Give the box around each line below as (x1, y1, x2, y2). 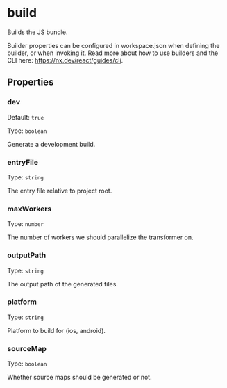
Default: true (7, 113, 44, 121)
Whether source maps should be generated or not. (7, 373, 152, 382)
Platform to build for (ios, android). (7, 326, 106, 334)
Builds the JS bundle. (7, 28, 68, 36)
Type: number (7, 220, 44, 228)
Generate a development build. (7, 140, 96, 148)
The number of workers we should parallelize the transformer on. (7, 233, 194, 241)
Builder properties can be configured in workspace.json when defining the (7, 41, 220, 49)
